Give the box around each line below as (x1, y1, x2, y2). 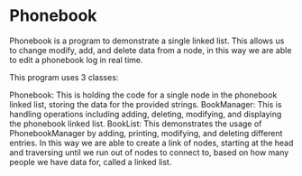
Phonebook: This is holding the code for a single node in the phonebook (9, 89, 278, 100)
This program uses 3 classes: (9, 71, 119, 82)
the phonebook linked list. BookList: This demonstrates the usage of (9, 118, 262, 129)
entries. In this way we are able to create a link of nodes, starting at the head (9, 137, 294, 148)
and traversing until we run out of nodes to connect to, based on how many (9, 146, 289, 158)
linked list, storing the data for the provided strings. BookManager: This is (9, 98, 282, 109)
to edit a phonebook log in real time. (9, 54, 143, 65)
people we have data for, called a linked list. (9, 156, 172, 167)
